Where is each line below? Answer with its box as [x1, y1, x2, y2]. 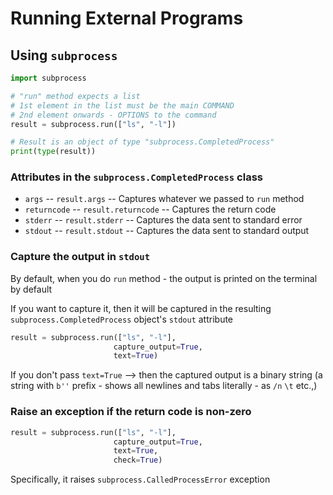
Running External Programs [10, 7, 244, 30]
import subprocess [10, 73, 87, 83]
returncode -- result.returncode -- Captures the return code [24, 203, 277, 216]
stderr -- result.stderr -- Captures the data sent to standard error [24, 214, 303, 226]
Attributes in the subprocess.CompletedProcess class [10, 170, 264, 184]
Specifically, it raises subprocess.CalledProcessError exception [10, 473, 271, 486]
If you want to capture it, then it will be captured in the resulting [10, 302, 272, 314]
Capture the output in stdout [10, 250, 151, 264]
